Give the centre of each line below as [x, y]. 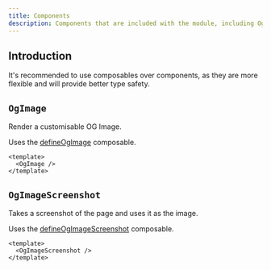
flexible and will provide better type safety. [79, 84]
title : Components [39, 16]
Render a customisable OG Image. [65, 127]
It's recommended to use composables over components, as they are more [133, 75]
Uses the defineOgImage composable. [72, 143]
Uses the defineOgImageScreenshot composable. [92, 228]
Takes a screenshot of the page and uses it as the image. [104, 213]
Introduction [40, 56]
